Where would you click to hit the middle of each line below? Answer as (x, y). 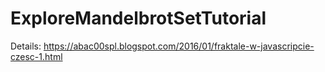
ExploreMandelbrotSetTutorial (138, 18)
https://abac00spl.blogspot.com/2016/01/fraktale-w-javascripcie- (179, 46)
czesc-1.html (36, 56)
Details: (26, 46)
